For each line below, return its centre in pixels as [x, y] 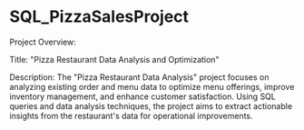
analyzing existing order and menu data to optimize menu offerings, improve [152, 86]
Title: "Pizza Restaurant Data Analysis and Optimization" [114, 59]
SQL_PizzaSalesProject [99, 17]
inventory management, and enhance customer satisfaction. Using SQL [143, 96]
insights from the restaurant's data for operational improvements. [131, 115]
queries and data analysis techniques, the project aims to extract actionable [151, 105]
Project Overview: [43, 42]
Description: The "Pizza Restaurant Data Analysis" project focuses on [139, 77]
